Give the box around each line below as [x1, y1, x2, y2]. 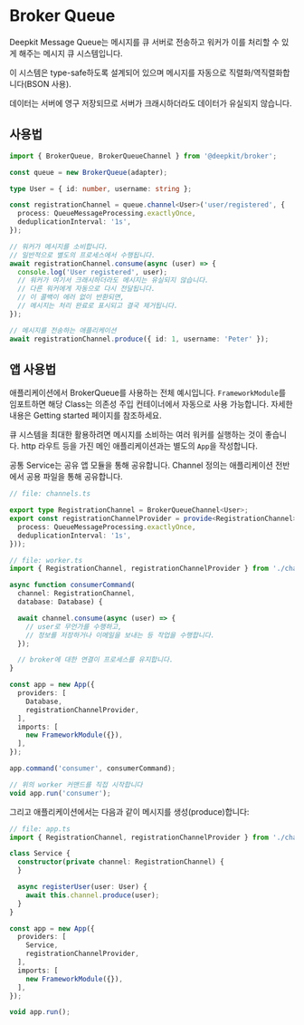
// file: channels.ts [9, 489, 91, 498]
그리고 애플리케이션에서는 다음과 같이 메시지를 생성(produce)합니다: [9, 806, 250, 817]
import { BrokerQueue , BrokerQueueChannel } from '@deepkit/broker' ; [9, 151, 278, 160]
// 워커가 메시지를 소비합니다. [9, 242, 109, 251]
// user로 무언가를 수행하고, [25, 622, 122, 631]
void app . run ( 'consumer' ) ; [9, 788, 111, 798]
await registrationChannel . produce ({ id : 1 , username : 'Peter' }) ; [9, 334, 270, 343]
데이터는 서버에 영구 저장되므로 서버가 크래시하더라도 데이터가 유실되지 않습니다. [9, 97, 292, 109]
